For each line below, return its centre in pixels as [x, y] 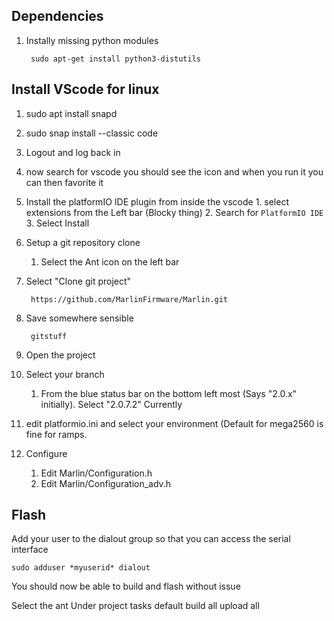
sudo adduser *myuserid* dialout [81, 568]
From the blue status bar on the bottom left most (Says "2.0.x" [169, 393]
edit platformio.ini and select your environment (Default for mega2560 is [174, 423]
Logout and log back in [73, 152]
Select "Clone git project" [78, 281]
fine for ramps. [56, 434]
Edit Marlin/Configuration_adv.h [106, 483]
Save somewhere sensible [79, 318]
